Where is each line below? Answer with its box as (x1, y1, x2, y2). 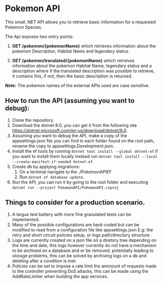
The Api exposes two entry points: (5, 34, 74, 39)
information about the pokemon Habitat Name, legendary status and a (12, 63, 152, 69)
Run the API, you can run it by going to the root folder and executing (12, 179, 148, 185)
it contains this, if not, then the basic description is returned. (12, 73, 133, 79)
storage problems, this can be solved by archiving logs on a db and (12, 252, 147, 258)
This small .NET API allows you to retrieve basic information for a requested (5, 19, 156, 25)
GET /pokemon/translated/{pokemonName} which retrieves (12, 57, 135, 63)
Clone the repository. (12, 117, 54, 123)
